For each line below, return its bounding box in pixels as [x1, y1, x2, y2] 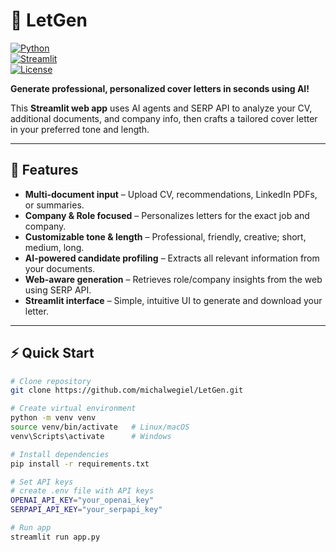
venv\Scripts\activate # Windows [10, 431, 172, 441]
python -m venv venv [10, 413, 97, 423]
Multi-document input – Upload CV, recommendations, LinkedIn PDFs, [24, 188, 318, 200]
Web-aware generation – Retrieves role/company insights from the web [24, 273, 323, 285]
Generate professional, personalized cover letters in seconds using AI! [10, 82, 310, 94]
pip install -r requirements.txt [10, 459, 150, 469]
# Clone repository [10, 376, 92, 386]
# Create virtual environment [10, 404, 137, 414]
